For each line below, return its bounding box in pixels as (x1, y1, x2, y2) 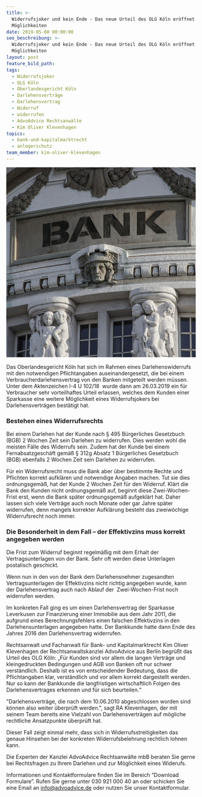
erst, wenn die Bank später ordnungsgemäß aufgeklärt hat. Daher (18, 493, 181, 500)
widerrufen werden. (6, 593, 55, 600)
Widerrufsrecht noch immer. (6, 512, 76, 520)
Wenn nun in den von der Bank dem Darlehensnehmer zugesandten (6, 573, 174, 581)
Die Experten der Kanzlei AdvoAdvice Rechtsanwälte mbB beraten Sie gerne (6, 754, 195, 761)
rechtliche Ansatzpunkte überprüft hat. (6, 717, 102, 725)
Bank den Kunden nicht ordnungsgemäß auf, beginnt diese (6, 487, 152, 494)
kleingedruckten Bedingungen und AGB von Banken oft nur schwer (6, 661, 173, 668)
